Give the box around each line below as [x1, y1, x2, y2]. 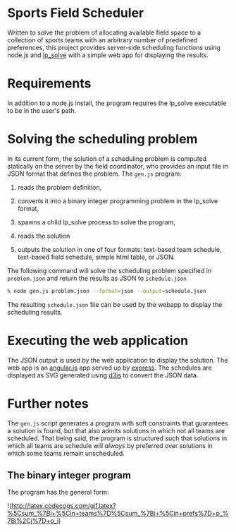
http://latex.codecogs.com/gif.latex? [11, 502, 116, 510]
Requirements [7, 75, 92, 92]
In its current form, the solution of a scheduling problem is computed [7, 154, 207, 163]
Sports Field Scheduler [7, 5, 144, 21]
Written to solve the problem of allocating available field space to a [7, 28, 201, 37]
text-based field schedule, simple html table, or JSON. [17, 253, 175, 261]
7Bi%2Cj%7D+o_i [7, 516, 59, 525]
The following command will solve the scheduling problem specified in [7, 266, 212, 274]
